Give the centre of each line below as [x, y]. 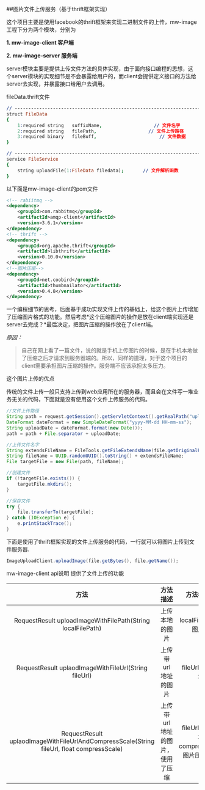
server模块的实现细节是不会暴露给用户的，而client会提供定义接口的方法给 [104, 76]
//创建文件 [18, 473]
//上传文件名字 [23, 445]
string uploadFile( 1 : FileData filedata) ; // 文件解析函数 [98, 170]
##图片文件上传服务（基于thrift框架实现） [59, 9]
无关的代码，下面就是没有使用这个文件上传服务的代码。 [81, 400]
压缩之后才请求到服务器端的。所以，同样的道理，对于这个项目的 [107, 358]
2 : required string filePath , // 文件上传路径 [101, 131]
